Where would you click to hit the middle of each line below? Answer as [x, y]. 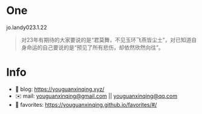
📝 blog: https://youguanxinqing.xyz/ [60, 89]
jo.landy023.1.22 [27, 27]
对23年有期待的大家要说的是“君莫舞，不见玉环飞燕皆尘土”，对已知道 [106, 39]
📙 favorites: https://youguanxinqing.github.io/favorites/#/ [86, 104]
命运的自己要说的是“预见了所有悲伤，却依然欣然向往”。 [95, 47]
